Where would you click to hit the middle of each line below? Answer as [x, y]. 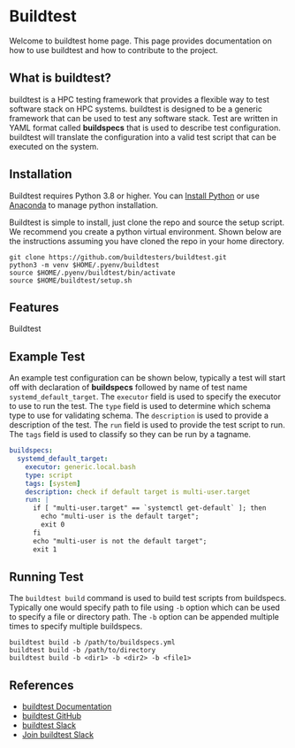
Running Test [46, 577]
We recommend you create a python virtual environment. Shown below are [145, 231]
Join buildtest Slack [58, 735]
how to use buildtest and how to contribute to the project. [113, 50]
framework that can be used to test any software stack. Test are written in [144, 118]
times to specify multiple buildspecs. [76, 627]
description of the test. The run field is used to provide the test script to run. [147, 425]
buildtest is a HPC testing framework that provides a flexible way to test [139, 99]
